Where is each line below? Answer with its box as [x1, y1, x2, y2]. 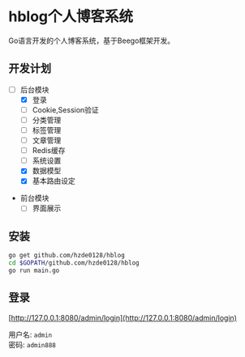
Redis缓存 [32, 146, 66, 155]
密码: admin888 [8, 339, 57, 349]
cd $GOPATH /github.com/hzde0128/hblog [8, 259, 140, 267]
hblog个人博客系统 [8, 7, 134, 26]
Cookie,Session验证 [32, 104, 99, 114]
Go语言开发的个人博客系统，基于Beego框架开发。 [8, 36, 175, 45]
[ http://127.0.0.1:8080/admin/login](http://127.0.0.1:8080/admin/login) [8, 312, 238, 322]
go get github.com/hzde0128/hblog [8, 252, 126, 260]
